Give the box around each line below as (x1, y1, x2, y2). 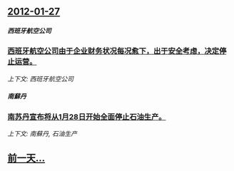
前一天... (7, 152, 46, 165)
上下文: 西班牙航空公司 (7, 74, 73, 83)
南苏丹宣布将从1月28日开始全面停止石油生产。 (7, 112, 166, 122)
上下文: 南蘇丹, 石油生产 (7, 130, 77, 138)
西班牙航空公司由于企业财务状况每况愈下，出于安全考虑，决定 (7, 46, 220, 56)
